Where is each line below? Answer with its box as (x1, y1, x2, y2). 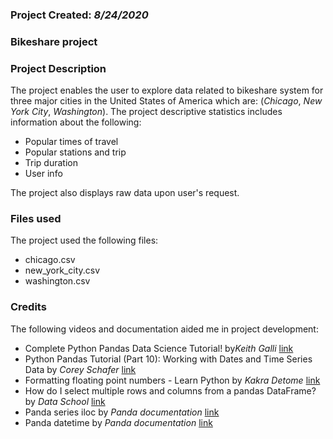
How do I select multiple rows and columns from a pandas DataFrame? (24, 384, 317, 397)
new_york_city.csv (24, 264, 101, 277)
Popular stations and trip (24, 146, 127, 158)
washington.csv (24, 275, 91, 287)
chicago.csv (24, 254, 76, 266)
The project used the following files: (10, 234, 159, 247)
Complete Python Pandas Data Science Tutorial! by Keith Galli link (24, 342, 294, 354)
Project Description (10, 61, 107, 75)
